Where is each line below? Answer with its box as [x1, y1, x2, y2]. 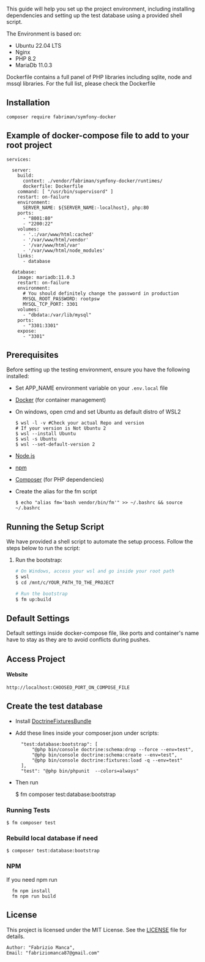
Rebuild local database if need [6, 834, 98, 843]
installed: [6, 373, 29, 380]
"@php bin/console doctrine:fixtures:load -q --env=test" [31, 757, 183, 763]
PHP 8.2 [15, 55, 36, 62]
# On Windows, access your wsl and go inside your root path [15, 568, 175, 575]
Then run [15, 778, 39, 786]
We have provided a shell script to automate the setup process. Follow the [6, 538, 193, 545]
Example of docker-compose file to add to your [6, 131, 190, 141]
